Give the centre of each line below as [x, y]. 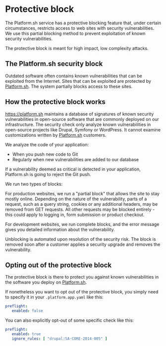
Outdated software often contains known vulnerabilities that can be [74, 76]
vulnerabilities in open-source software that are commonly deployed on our [82, 119]
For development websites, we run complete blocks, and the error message [82, 224]
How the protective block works [55, 102]
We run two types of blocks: [34, 184]
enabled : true [26, 334]
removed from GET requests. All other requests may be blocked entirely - [80, 209]
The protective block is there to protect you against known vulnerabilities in [82, 277]
